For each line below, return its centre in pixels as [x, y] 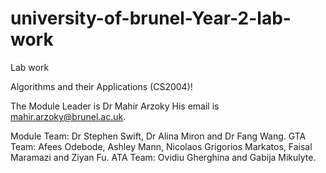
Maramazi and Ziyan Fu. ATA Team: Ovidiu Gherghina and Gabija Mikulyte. [163, 157]
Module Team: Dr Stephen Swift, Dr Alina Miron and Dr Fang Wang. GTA [158, 136]
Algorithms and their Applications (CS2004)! [101, 86]
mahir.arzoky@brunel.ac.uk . [68, 116]
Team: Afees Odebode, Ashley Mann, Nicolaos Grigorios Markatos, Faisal [161, 146]
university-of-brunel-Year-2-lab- [151, 18]
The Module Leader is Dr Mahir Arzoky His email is [115, 106]
